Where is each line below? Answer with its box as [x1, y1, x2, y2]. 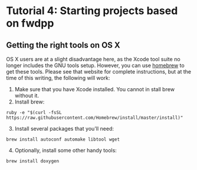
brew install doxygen [6, 158, 60, 164]
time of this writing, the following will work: [6, 75, 110, 81]
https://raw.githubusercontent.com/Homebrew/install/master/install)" [6, 115, 183, 121]
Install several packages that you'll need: [14, 125, 114, 132]
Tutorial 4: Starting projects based [6, 4, 178, 18]
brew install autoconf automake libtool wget [6, 136, 120, 142]
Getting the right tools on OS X [6, 40, 121, 50]
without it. [14, 92, 40, 99]
